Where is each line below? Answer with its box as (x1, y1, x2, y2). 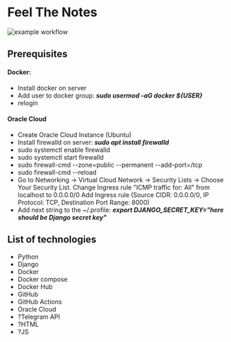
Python (17, 252, 39, 261)
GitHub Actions (17, 297, 62, 306)
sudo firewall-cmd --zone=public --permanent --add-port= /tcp (17, 160, 203, 169)
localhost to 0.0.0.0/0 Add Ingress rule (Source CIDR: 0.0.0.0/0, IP (17, 190, 210, 199)
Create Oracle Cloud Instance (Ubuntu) (17, 130, 132, 138)
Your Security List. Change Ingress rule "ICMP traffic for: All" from (17, 183, 211, 191)
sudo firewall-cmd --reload (17, 167, 97, 177)
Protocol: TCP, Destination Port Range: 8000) (17, 198, 150, 206)
